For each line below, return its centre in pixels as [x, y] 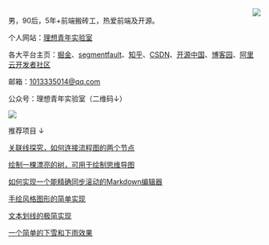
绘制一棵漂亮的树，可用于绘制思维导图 [71, 165]
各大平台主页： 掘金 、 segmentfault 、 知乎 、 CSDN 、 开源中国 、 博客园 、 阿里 [131, 54]
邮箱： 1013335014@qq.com [54, 82]
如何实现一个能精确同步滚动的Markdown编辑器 [85, 182]
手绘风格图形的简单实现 [47, 199]
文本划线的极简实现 [40, 216]
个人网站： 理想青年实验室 [50, 38]
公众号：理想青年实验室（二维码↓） [67, 98]
